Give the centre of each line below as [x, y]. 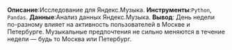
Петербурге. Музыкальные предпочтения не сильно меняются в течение [116, 32]
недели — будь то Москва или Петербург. [69, 39]
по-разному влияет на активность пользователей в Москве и [99, 24]
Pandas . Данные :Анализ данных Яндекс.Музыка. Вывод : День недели [111, 17]
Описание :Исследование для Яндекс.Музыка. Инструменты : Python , [109, 10]
